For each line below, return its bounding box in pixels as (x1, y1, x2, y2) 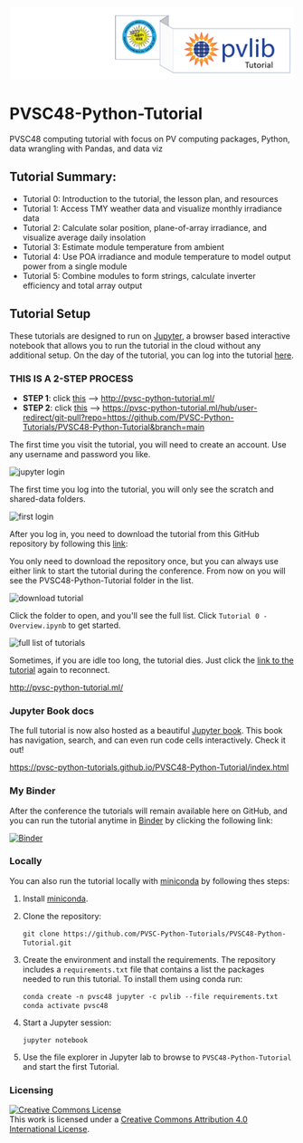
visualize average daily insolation (22, 232, 147, 243)
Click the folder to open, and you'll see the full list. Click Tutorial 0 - (9, 610, 269, 620)
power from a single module (22, 261, 128, 272)
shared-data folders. (9, 493, 86, 504)
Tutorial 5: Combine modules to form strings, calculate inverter (22, 270, 256, 281)
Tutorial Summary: (9, 169, 117, 185)
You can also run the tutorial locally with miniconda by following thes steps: (9, 875, 290, 886)
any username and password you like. (9, 448, 151, 459)
